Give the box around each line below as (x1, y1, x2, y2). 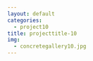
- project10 (13, 23, 49, 30)
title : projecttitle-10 (7, 29, 77, 37)
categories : (7, 17, 42, 24)
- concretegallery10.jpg (13, 43, 87, 50)
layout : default (7, 10, 55, 18)
